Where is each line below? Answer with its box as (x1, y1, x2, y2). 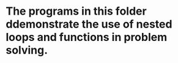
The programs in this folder (6, 4, 147, 18)
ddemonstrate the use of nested (6, 17, 172, 31)
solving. (6, 43, 48, 57)
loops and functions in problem (6, 31, 168, 44)
